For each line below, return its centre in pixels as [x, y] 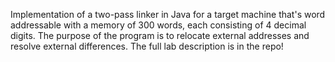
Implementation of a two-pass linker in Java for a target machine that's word [168, 14]
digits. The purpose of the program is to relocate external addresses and [160, 35]
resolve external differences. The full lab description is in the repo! [147, 46]
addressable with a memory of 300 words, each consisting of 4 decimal [158, 25]
